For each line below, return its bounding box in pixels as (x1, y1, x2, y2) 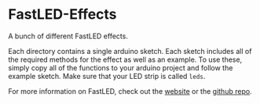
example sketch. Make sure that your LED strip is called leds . (8, 71, 206, 81)
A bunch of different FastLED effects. (8, 31, 128, 41)
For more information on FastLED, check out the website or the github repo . (8, 86, 253, 95)
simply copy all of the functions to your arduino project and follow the (8, 63, 233, 72)
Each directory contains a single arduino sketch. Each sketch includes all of (8, 46, 252, 56)
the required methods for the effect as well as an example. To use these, (8, 55, 243, 64)
